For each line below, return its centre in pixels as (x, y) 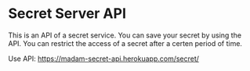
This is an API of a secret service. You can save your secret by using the (125, 35)
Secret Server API (67, 14)
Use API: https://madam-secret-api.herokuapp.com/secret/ (104, 59)
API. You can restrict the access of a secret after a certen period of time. (125, 43)
